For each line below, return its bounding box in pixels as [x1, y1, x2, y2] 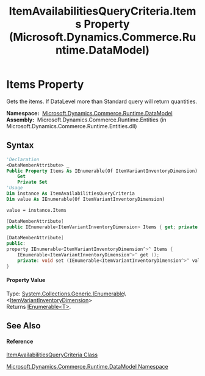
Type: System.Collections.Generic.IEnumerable [6, 290, 124, 297]
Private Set [17, 179, 48, 186]
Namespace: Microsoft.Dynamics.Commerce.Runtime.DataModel [6, 109, 173, 117]
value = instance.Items [6, 207, 67, 213]
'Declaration [6, 156, 40, 162]
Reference [6, 338, 34, 345]
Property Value [6, 277, 46, 284]
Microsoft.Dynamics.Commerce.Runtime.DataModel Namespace [6, 363, 169, 371]
